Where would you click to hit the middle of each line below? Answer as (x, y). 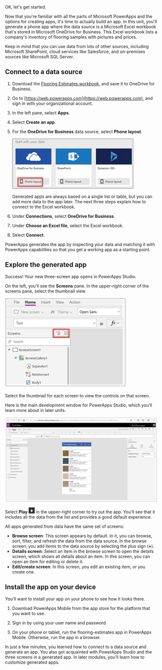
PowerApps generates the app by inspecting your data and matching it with (80, 244)
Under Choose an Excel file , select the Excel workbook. (68, 226)
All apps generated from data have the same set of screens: (65, 526)
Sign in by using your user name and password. (59, 622)
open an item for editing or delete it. (48, 561)
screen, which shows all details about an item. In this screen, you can (81, 556)
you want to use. (29, 613)
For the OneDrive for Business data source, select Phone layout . (77, 131)
